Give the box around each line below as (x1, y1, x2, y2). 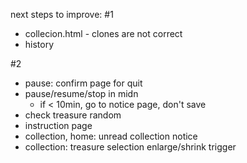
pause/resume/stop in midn (24, 88, 139, 99)
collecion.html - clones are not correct (24, 28, 183, 39)
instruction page (24, 120, 93, 131)
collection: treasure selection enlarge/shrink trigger (24, 141, 237, 153)
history (24, 39, 55, 50)
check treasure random (24, 109, 122, 121)
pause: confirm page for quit (24, 77, 143, 89)
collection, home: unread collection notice (24, 130, 198, 142)
